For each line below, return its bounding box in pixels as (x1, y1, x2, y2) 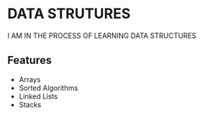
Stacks (18, 99, 42, 109)
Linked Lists (18, 92, 58, 101)
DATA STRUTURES (7, 5, 131, 23)
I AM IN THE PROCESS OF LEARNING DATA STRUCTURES (7, 31, 197, 40)
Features (7, 54, 52, 67)
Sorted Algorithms (18, 83, 79, 92)
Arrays (18, 74, 41, 84)
